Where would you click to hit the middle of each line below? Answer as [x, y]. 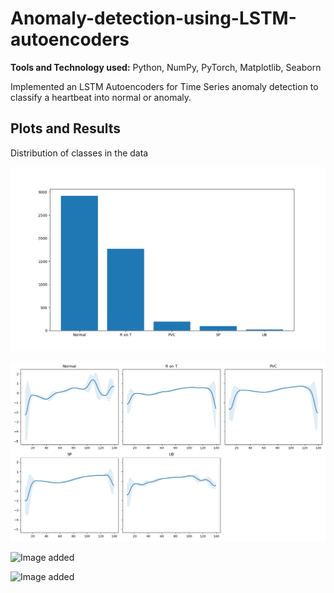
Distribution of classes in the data [79, 153]
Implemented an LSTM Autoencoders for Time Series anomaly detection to [164, 86]
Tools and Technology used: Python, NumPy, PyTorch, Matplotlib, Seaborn [166, 67]
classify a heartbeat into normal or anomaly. [101, 97]
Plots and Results [66, 128]
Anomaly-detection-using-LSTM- [153, 18]
